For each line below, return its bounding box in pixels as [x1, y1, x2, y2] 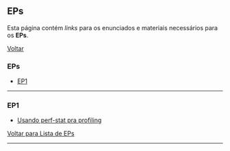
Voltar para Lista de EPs [7, 130, 75, 138]
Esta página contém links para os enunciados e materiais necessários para [7, 23, 218, 32]
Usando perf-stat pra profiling [16, 116, 102, 124]
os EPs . [7, 31, 29, 39]
